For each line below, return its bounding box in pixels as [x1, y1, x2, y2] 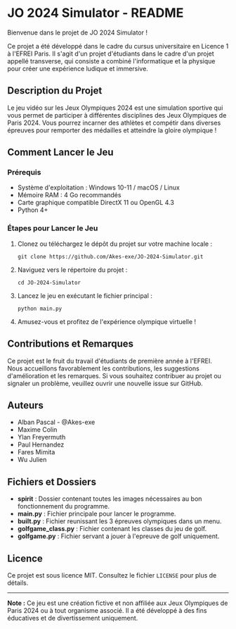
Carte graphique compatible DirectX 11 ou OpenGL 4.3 [17, 199, 174, 207]
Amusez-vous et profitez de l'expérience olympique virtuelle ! [17, 317, 197, 325]
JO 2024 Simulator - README [7, 5, 184, 21]
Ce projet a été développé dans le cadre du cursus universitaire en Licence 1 [7, 42, 229, 50]
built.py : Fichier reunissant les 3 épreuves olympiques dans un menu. [17, 517, 222, 525]
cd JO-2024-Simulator [17, 279, 81, 286]
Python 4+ [17, 206, 48, 214]
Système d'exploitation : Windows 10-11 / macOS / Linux [17, 183, 181, 192]
